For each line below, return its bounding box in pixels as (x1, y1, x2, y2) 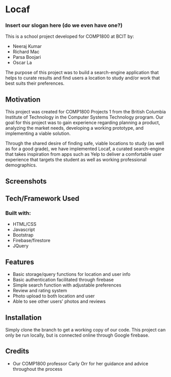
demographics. (5, 162, 37, 168)
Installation (5, 313, 42, 322)
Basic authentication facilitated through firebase (12, 277, 114, 283)
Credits (5, 347, 30, 356)
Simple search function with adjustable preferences (12, 282, 121, 288)
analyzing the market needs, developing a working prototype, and (5, 125, 144, 131)
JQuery (12, 243, 29, 249)
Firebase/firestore (12, 238, 51, 244)
